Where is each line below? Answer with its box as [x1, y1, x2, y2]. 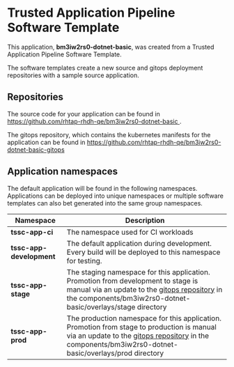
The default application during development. [66, 238, 212, 248]
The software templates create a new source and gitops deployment [7, 63, 203, 72]
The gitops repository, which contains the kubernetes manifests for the [7, 130, 211, 139]
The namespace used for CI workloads [66, 227, 194, 237]
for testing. [66, 256, 102, 265]
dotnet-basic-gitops [7, 145, 65, 154]
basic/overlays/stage [66, 302, 136, 311]
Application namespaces [7, 166, 118, 178]
